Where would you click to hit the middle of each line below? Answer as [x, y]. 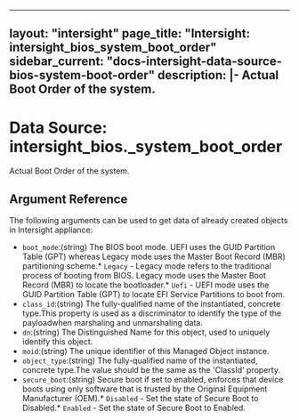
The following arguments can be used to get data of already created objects [149, 221]
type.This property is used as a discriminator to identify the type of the [152, 313]
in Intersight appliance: [51, 230]
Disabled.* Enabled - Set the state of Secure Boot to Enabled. [134, 408]
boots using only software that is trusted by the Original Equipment [145, 389]
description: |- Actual [218, 75]
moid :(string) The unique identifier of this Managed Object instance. [145, 351]
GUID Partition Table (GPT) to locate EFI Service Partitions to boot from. [154, 295]
